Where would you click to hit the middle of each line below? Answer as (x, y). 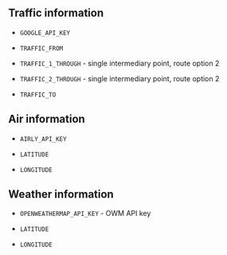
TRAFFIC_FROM (41, 48)
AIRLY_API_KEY (43, 139)
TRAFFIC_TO (38, 95)
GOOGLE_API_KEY (45, 33)
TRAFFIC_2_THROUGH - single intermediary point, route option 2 (119, 78)
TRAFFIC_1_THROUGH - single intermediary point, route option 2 (119, 63)
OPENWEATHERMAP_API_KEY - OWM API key (85, 214)
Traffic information (56, 13)
